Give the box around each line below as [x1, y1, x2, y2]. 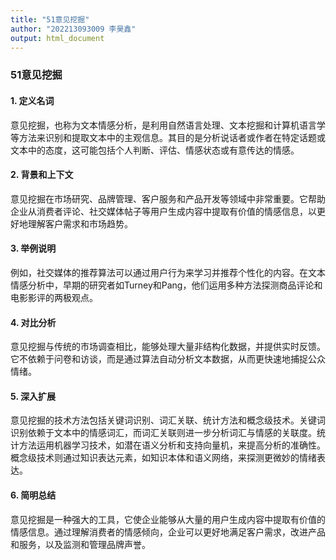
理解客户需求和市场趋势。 [27, 217, 133, 230]
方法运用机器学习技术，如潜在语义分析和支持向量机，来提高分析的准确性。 [18, 439, 326, 451]
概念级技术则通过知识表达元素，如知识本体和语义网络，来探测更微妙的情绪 [10, 452, 317, 464]
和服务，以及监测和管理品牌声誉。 [10, 538, 151, 550]
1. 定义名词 [10, 94, 55, 106]
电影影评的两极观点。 [10, 291, 98, 303]
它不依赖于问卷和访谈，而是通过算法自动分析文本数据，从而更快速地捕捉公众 [10, 353, 326, 365]
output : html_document [10, 33, 105, 43]
